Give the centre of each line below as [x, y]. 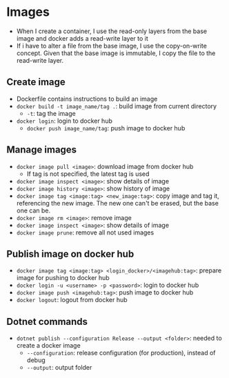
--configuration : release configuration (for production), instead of [121, 353]
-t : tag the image [51, 113]
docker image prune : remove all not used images [85, 232]
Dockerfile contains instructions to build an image [87, 99]
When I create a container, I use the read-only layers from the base [112, 31]
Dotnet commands [47, 321]
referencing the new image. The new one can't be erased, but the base [117, 203]
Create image [36, 82]
